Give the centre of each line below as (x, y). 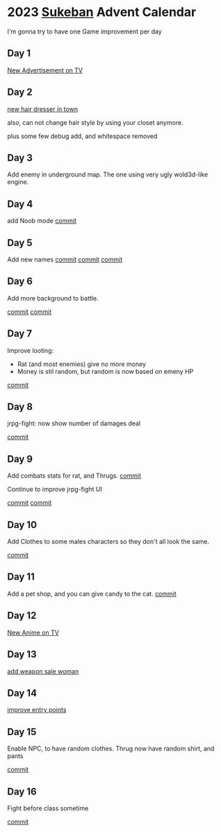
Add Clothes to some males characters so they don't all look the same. (108, 542)
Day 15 (22, 732)
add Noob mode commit (42, 221)
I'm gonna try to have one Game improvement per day (84, 31)
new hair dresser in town (43, 109)
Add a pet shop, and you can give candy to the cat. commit (92, 593)
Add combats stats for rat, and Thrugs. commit (74, 476)
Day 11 (21, 577)
